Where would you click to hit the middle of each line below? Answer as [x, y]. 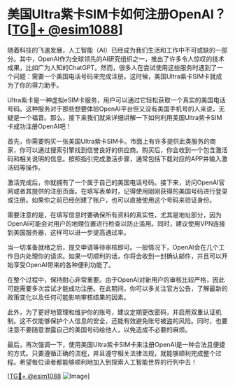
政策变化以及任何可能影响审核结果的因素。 [69, 297]
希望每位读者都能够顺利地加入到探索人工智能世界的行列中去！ [108, 362]
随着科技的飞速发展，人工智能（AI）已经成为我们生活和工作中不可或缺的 [111, 50]
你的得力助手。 [41, 85]
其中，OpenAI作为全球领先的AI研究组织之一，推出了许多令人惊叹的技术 [122, 59]
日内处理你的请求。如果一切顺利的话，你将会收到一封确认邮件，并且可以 [117, 256]
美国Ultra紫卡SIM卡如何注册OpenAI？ [117, 14]
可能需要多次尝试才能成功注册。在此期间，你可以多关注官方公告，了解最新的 [117, 288]
